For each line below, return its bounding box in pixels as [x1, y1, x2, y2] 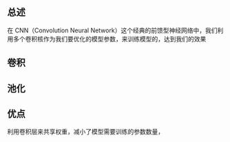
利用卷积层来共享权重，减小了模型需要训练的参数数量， [7, 128, 164, 136]
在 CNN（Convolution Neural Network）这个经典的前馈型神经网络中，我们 [7, 26, 218, 34]
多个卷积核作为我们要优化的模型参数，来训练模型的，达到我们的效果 [12, 34, 207, 43]
